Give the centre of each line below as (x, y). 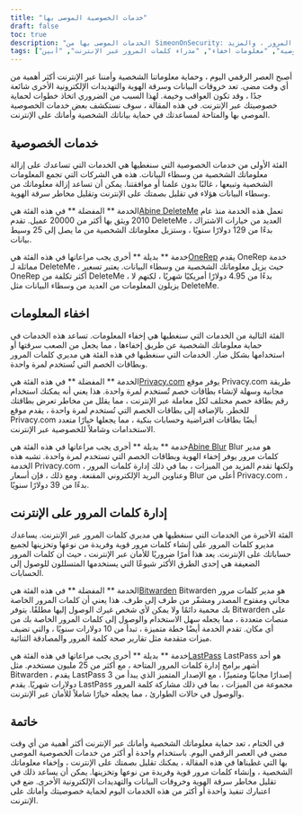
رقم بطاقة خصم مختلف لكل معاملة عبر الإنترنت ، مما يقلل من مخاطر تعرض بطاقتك (149, 400)
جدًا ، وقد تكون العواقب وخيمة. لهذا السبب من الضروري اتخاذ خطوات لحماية (136, 96)
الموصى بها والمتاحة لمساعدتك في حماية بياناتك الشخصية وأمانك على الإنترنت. (140, 115)
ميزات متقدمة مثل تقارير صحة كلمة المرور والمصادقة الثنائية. (111, 638)
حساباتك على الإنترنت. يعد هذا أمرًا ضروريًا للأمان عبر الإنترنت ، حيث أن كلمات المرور (151, 554)
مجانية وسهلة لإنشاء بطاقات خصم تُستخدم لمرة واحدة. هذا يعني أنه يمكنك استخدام (147, 391)
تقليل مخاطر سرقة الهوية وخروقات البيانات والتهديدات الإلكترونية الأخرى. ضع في (143, 782)
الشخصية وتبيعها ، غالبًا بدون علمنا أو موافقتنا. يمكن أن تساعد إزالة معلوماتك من (142, 183)
